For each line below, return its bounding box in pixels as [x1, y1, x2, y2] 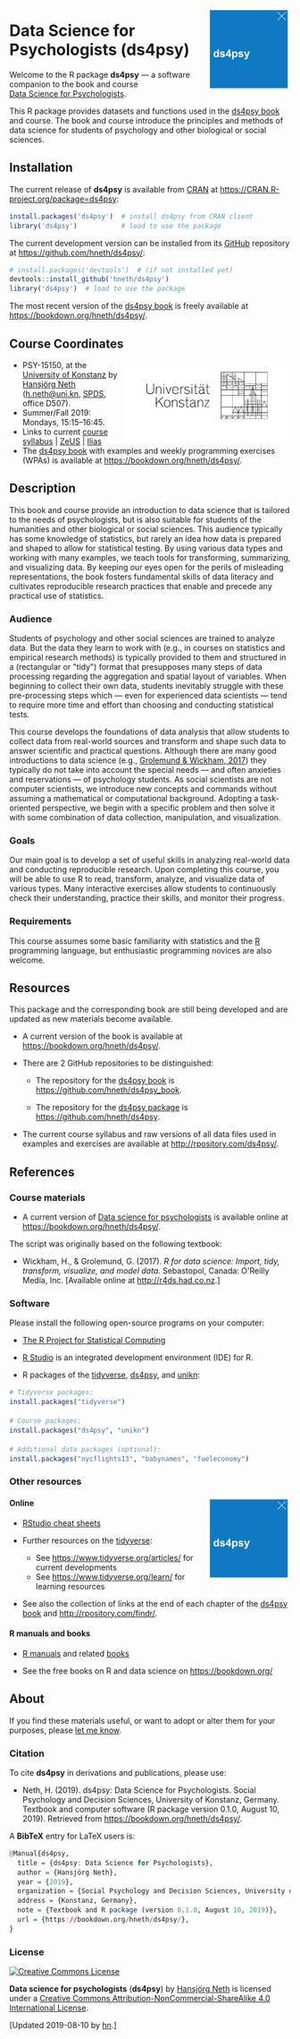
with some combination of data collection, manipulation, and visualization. [9, 812, 281, 823]
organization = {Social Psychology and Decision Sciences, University [17, 1887, 286, 1896]
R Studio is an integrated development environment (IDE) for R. [21, 1352, 254, 1363]
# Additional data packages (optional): [9, 1444, 162, 1453]
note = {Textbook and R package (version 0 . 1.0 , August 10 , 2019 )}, [17, 1906, 278, 1915]
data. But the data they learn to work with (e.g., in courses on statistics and [9, 643, 286, 654]
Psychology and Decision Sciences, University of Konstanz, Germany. [21, 1794, 279, 1804]
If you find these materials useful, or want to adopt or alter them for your [9, 1715, 276, 1726]
